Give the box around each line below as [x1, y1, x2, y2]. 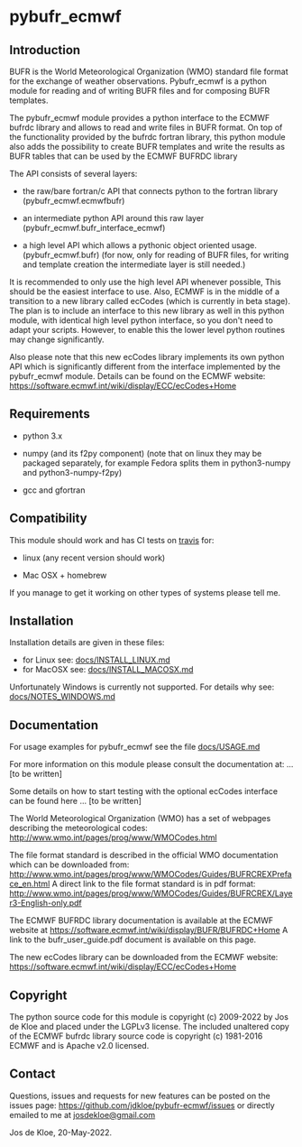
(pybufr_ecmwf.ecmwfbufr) [22, 196, 125, 206]
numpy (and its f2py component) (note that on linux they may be [22, 448, 262, 458]
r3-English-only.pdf [9, 898, 83, 909]
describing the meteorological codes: [9, 823, 149, 834]
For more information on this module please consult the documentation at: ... [9, 759, 294, 770]
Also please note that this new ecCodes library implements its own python [9, 352, 285, 362]
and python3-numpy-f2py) [22, 467, 123, 477]
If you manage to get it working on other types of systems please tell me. [9, 587, 281, 597]
